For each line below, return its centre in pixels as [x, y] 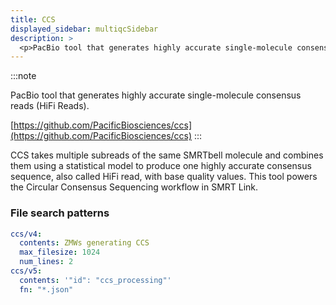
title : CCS [33, 19]
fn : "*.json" [46, 289]
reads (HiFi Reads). [50, 106]
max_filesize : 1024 [60, 252]
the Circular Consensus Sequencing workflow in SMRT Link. [134, 187]
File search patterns [60, 213]
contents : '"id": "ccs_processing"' [95, 280]
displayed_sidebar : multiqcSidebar [84, 29]
